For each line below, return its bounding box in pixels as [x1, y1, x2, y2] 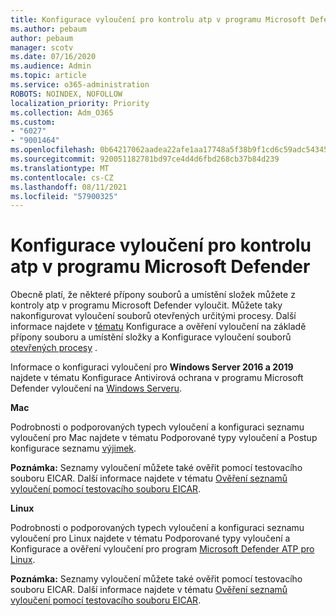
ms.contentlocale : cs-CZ [10, 172, 114, 183]
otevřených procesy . [10, 342, 98, 354]
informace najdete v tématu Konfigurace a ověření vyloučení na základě [10, 321, 307, 333]
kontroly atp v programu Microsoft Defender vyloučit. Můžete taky [10, 299, 283, 311]
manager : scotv [10, 42, 74, 53]
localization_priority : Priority [10, 98, 150, 108]
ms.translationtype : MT [10, 163, 110, 173]
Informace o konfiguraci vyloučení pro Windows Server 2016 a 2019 [10, 361, 294, 373]
